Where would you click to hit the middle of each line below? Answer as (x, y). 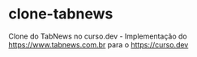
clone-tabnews (61, 14)
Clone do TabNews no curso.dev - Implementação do (98, 36)
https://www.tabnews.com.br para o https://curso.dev (98, 44)
